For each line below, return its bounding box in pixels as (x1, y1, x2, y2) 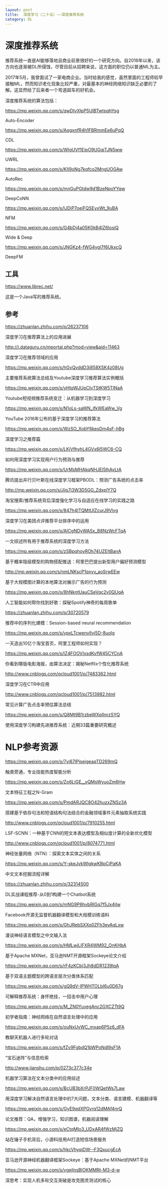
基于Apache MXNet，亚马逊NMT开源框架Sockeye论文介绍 (5, 952, 127, 958)
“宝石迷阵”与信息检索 (5, 1054, 49, 1061)
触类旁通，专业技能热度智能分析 (5, 769, 71, 775)
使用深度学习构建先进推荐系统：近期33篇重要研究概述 (5, 722, 117, 728)
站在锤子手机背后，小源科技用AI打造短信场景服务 (5, 1136, 107, 1142)
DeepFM (5, 254, 23, 260)
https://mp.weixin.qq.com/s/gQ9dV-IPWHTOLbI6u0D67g (5, 983, 123, 989)
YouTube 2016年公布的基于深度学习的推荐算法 (5, 415, 101, 421)
